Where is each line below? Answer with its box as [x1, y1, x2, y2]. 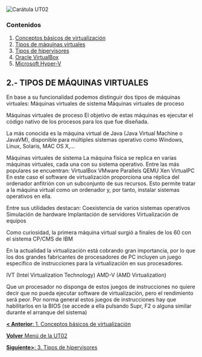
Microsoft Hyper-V [14, 60, 62, 68]
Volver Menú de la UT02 [6, 332, 68, 340]
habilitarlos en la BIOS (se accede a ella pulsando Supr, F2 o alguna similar [6, 302, 192, 310]
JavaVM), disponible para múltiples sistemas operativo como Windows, [6, 136, 184, 144]
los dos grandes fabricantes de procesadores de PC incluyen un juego [6, 253, 181, 261]
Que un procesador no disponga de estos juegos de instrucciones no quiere [6, 283, 195, 291]
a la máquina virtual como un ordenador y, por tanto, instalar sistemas [6, 186, 180, 194]
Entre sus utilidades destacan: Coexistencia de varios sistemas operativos [6, 204, 191, 212]
